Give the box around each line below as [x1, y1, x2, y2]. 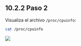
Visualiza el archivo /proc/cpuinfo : [5, 17, 76, 23]
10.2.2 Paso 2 [5, 4, 48, 12]
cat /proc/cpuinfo [5, 27, 43, 32]
